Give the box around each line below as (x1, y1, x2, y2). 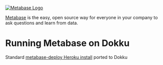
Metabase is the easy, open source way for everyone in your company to (5, 15, 158, 20)
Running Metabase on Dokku (5, 38, 130, 49)
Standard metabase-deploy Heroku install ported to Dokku (5, 54, 128, 60)
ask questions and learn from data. (5, 20, 78, 26)
